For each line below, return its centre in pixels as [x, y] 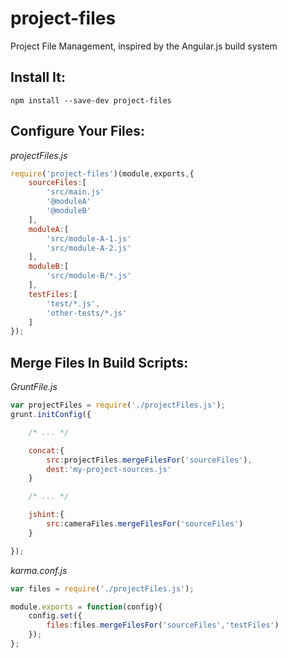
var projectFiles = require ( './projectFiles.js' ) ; [118, 405]
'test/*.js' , [73, 303]
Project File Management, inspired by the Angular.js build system [144, 46]
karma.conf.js [39, 570]
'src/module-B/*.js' [89, 276]
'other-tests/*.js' [87, 313]
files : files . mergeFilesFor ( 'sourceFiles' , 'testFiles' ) [163, 625]
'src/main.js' [75, 192]
